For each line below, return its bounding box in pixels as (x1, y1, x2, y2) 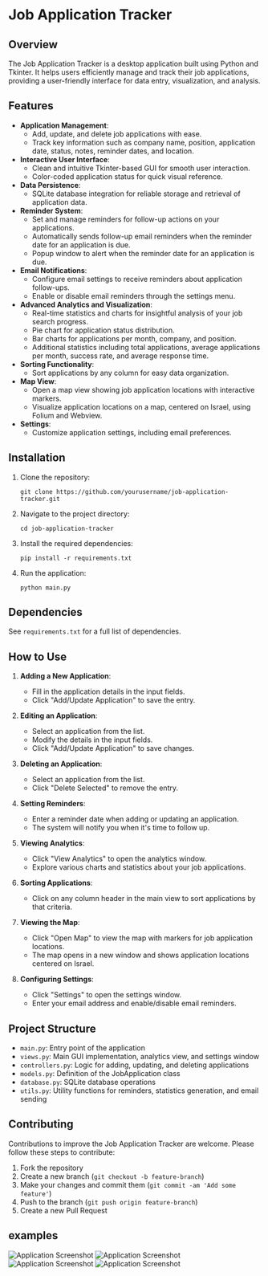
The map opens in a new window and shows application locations (31, 950, 250, 960)
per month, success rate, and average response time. (31, 351, 209, 361)
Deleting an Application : (19, 759, 103, 768)
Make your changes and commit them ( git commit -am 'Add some (19, 1180, 237, 1189)
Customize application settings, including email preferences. (31, 427, 233, 437)
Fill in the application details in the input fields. (31, 687, 185, 696)
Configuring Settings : (19, 974, 94, 985)
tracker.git (19, 495, 60, 503)
